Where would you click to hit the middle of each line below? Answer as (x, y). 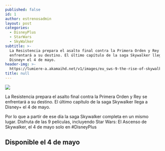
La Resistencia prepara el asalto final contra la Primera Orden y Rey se (76, 97)
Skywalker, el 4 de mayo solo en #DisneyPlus (51, 127)
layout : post (18, 23)
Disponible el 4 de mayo (42, 142)
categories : (17, 28)
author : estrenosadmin (28, 19)
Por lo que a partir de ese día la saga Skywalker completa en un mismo (77, 116)
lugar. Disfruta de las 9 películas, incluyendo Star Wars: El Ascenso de (76, 122)
